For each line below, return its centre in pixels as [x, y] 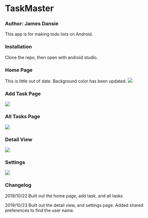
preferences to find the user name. [40, 210]
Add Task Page [23, 94]
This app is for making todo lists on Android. [49, 34]
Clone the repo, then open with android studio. [52, 57]
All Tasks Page [22, 117]
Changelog [18, 185]
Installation [19, 47]
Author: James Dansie [32, 24]
